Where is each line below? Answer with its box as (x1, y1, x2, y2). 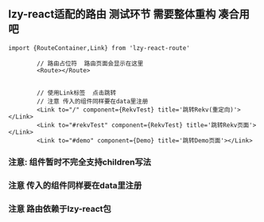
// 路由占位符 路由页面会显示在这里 (37, 59, 144, 68)
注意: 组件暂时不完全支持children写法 (8, 156, 152, 167)
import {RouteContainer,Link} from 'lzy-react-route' (8, 44, 191, 52)
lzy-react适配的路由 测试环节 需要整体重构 (8, 7, 216, 21)
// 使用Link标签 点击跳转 (37, 88, 117, 97)
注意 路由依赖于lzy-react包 (8, 203, 111, 214)
